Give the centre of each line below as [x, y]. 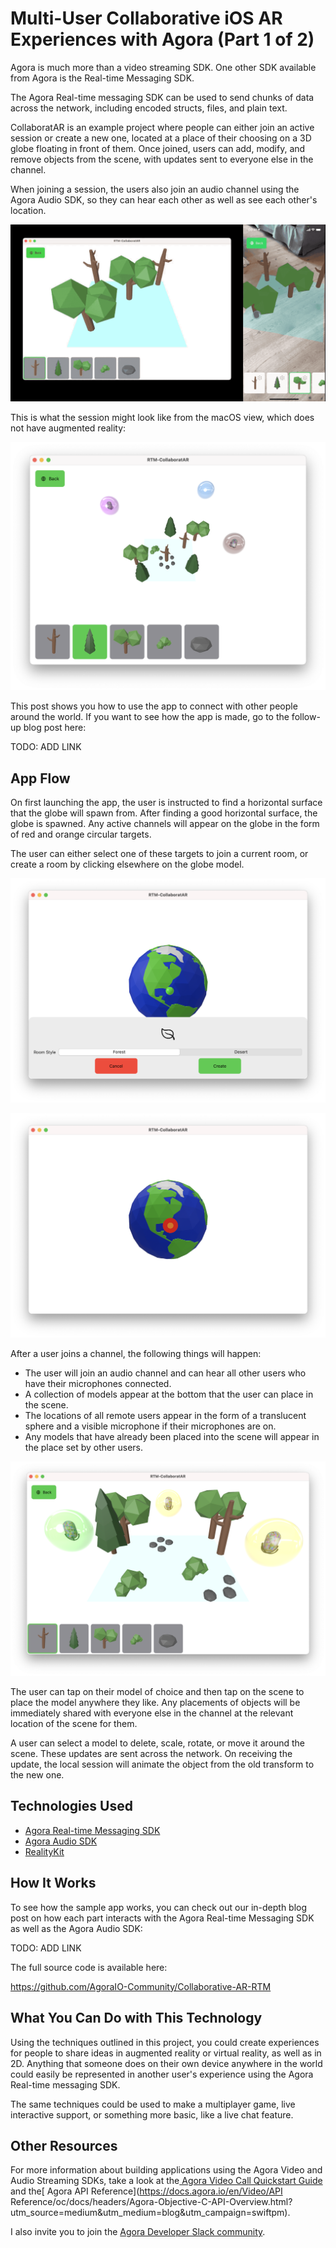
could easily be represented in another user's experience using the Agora [162, 2074]
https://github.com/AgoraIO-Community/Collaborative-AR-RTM [141, 1986]
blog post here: [55, 728]
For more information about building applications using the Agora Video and [166, 2170]
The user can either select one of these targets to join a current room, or [159, 853]
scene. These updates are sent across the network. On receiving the [151, 1754]
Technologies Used [71, 1806]
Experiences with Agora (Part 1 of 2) [162, 39]
